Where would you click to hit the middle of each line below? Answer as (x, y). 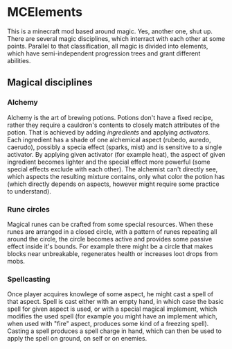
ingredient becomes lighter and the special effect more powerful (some (109, 162)
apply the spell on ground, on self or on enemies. (77, 339)
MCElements (45, 12)
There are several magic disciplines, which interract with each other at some (116, 38)
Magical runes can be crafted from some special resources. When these (110, 224)
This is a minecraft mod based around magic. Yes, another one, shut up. (110, 31)
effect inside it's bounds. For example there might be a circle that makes (110, 246)
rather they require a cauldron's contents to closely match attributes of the (114, 125)
